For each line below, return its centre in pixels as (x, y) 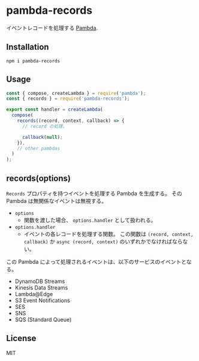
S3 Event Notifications (42, 300)
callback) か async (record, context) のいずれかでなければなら (103, 241)
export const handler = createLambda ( (55, 110)
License (21, 338)
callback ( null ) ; (42, 137)
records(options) (38, 178)
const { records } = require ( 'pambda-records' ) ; (68, 99)
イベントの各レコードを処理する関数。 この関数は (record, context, (108, 234)
